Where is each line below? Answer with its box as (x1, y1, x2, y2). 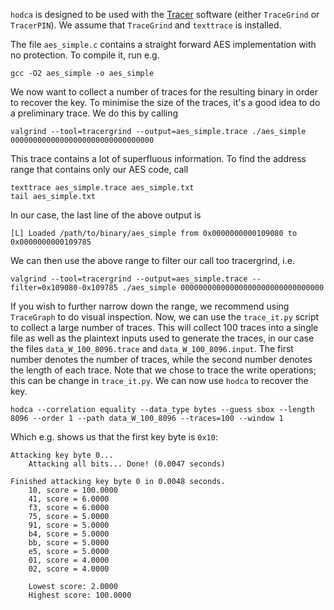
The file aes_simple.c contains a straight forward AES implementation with (10, 39, 317, 50)
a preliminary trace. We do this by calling (10, 107, 179, 119)
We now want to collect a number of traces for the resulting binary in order (10, 86, 318, 98)
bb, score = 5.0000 (28, 538, 110, 548)
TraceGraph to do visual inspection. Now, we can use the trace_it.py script (10, 311, 320, 323)
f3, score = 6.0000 (28, 503, 110, 513)
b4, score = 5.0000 (28, 529, 110, 539)
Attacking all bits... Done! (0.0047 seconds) (28, 459, 226, 469)
